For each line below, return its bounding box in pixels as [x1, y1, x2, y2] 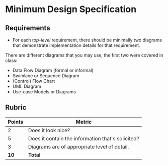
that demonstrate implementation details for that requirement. [12, 42, 140, 48]
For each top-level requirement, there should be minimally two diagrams [12, 37, 162, 43]
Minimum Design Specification [5, 4, 137, 15]
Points [8, 118, 24, 125]
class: [5, 58, 18, 64]
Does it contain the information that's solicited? [28, 135, 139, 142]
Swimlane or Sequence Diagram [12, 73, 79, 79]
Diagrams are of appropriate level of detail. [28, 143, 129, 150]
